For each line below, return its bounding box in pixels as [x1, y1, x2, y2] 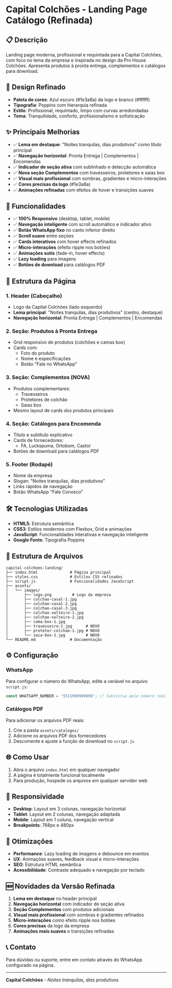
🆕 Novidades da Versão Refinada [6, 882, 115, 891]
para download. [6, 68, 39, 74]
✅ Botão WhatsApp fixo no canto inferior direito [13, 227, 115, 233]
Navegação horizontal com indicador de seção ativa [13, 901, 125, 907]
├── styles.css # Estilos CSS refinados [6, 574, 123, 579]
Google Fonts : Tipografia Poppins [13, 537, 85, 543]
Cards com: [13, 345, 38, 351]
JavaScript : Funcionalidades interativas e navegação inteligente [13, 532, 149, 538]
